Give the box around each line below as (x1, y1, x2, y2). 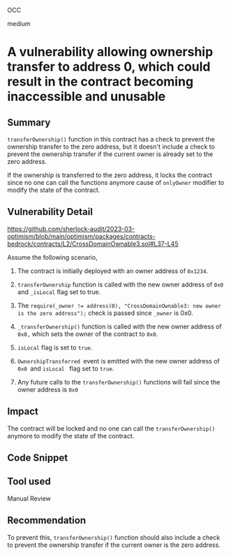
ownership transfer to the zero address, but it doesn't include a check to (7, 143, 215, 151)
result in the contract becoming (7, 74, 194, 90)
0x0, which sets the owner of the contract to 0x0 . (17, 329, 158, 338)
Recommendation (7, 515, 86, 527)
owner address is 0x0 (17, 385, 79, 394)
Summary (7, 116, 51, 128)
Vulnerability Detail (7, 206, 93, 218)
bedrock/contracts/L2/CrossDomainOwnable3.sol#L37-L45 (7, 239, 179, 248)
